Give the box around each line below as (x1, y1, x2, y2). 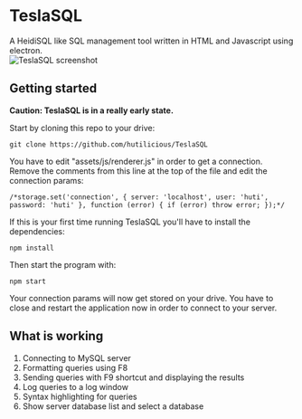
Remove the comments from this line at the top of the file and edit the (9, 165, 269, 176)
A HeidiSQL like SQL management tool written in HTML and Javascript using (9, 35, 294, 46)
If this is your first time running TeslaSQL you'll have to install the (9, 216, 251, 227)
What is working (9, 329, 104, 344)
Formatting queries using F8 (22, 362, 128, 373)
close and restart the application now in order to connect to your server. (9, 302, 278, 313)
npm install (9, 243, 54, 252)
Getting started (9, 81, 98, 96)
